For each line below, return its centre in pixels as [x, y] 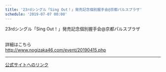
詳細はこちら [18, 44]
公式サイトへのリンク [27, 65]
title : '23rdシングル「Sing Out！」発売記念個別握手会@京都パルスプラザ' [74, 10]
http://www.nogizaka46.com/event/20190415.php [56, 50]
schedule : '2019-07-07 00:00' [36, 14]
